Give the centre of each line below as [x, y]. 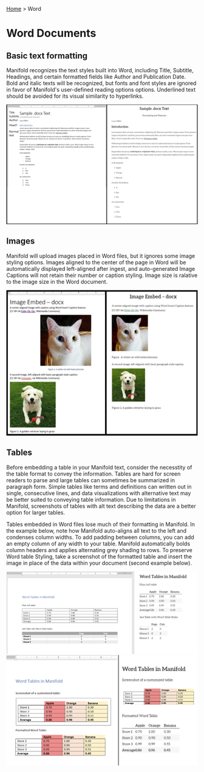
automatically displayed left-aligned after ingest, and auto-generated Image [101, 268]
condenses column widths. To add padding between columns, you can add [100, 537]
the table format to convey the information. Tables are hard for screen [93, 474]
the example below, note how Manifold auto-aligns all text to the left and [97, 530]
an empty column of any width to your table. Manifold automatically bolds [98, 544]
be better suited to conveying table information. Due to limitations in [91, 499]
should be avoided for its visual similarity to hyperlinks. [75, 96]
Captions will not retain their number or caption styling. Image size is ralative [102, 275]
